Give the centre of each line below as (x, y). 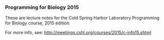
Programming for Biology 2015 (42, 7)
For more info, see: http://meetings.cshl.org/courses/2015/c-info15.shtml (78, 33)
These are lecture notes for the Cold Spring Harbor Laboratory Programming (82, 18)
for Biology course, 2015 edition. (38, 23)
